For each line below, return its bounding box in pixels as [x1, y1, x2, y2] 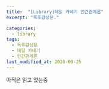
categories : [6, 25, 36, 31]
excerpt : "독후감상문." [6, 14, 59, 20]
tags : [6, 37, 20, 43]
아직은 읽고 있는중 [6, 76, 48, 83]
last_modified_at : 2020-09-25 [6, 58, 82, 65]
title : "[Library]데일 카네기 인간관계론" [6, 8, 104, 15]
